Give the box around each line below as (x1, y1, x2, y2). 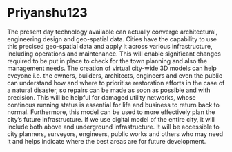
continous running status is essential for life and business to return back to (7, 100, 220, 109)
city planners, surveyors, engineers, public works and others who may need (7, 129, 223, 138)
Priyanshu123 (7, 5, 88, 21)
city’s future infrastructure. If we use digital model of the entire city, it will (7, 115, 215, 123)
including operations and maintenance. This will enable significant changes (7, 50, 221, 58)
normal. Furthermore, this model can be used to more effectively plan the (7, 108, 215, 116)
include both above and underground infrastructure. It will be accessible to (7, 122, 220, 131)
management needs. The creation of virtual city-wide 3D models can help (7, 64, 217, 72)
